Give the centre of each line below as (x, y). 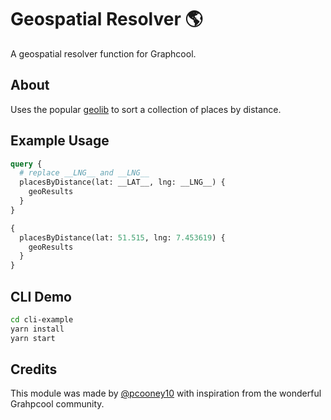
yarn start (33, 338)
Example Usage (60, 141)
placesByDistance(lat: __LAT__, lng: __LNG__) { (122, 182)
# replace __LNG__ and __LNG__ (84, 173)
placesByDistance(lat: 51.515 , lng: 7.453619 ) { (122, 237)
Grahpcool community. (57, 404)
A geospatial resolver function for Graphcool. (103, 53)
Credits (34, 369)
